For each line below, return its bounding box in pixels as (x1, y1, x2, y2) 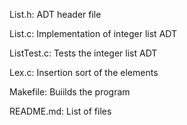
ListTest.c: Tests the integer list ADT (9, 47, 158, 59)
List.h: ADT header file (9, 9, 102, 20)
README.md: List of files (9, 105, 112, 117)
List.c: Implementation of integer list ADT (9, 28, 178, 39)
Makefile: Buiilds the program (9, 86, 131, 98)
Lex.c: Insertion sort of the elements (9, 67, 159, 78)
